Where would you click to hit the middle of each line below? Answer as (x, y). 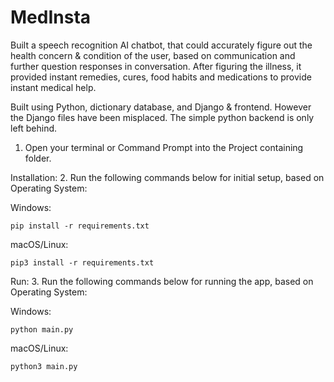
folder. (38, 158)
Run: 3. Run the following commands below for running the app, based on (162, 281)
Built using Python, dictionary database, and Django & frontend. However (161, 107)
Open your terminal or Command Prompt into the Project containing (164, 147)
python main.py (42, 329)
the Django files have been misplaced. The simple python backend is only (162, 117)
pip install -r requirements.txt (80, 226)
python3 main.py (44, 366)
